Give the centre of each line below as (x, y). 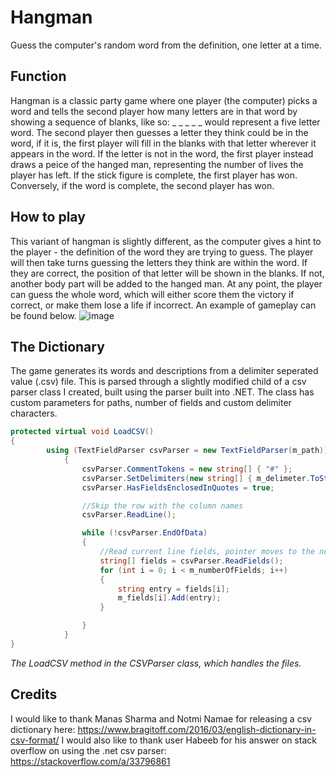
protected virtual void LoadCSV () (82, 432)
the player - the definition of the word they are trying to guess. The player (162, 252)
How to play (48, 217)
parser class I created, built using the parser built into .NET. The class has (162, 392)
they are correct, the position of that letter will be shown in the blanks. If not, (167, 273)
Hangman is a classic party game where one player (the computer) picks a (164, 100)
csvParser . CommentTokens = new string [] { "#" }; (187, 469)
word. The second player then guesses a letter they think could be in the (159, 132)
